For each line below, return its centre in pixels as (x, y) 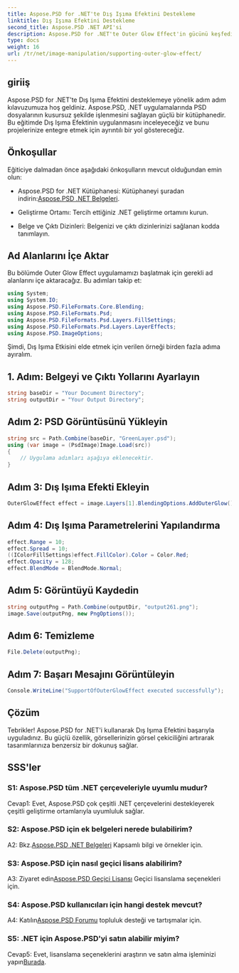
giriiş (19, 83)
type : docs (23, 41)
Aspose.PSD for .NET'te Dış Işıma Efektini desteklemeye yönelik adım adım (117, 100)
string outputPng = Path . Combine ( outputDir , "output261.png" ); (103, 607)
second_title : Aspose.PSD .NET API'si (65, 27)
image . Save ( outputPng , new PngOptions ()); (71, 614)
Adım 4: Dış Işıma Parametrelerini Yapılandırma (114, 526)
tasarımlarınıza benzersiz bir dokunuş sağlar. (73, 745)
